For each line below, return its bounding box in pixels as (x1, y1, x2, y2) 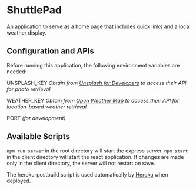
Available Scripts (6, 131, 70, 141)
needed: (6, 68, 27, 75)
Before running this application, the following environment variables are (6, 62, 180, 69)
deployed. (6, 177, 31, 184)
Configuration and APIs (6, 46, 95, 56)
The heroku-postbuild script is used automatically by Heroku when (6, 171, 168, 178)
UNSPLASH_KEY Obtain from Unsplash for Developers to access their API (6, 79, 187, 86)
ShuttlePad (6, 4, 62, 17)
